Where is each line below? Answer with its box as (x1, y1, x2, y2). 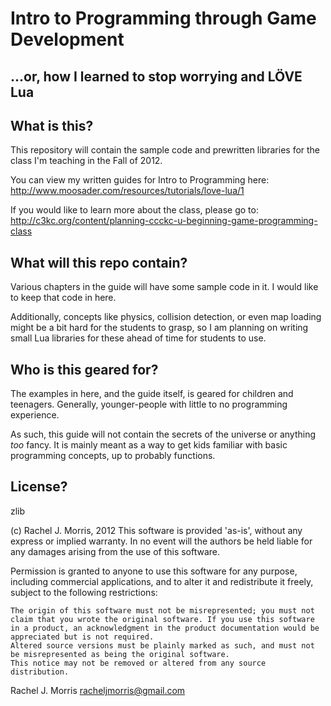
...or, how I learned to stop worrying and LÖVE (10, 68, 303, 85)
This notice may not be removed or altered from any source (10, 658, 267, 668)
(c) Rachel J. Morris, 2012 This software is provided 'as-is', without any (10, 524, 303, 536)
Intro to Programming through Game (10, 7, 317, 30)
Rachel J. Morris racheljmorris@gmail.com (10, 684, 186, 696)
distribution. (10, 667, 70, 677)
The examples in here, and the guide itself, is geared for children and (10, 388, 294, 400)
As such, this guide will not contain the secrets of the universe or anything (10, 428, 317, 441)
